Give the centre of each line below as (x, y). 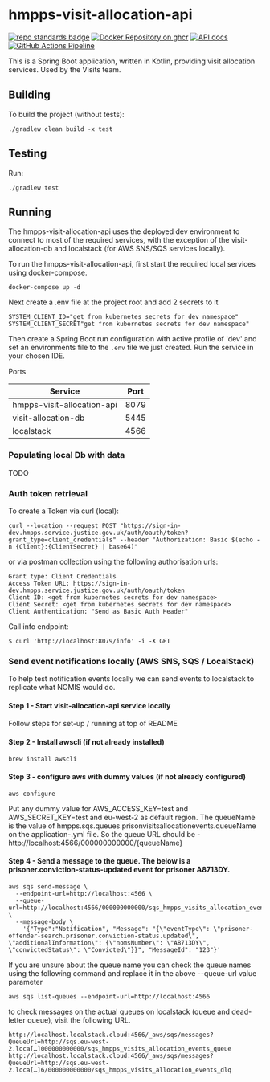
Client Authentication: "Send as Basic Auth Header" (98, 611)
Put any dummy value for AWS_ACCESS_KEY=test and (98, 808)
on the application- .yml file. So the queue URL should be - (104, 834)
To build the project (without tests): (66, 114)
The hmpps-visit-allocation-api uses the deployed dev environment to (124, 231)
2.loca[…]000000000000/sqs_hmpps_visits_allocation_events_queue (120, 1049)
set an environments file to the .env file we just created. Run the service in (131, 348)
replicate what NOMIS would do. (62, 688)
